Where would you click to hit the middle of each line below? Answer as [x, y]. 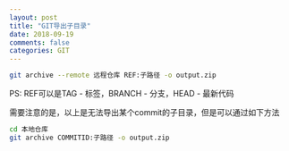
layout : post [34, 17]
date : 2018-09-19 [42, 34]
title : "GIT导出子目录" [50, 26]
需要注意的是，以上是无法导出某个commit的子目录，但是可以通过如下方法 [144, 112]
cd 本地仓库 [29, 130]
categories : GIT [39, 51]
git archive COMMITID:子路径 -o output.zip [89, 138]
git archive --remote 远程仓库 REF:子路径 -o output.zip [113, 75]
